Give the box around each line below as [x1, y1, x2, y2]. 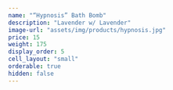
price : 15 [8, 33, 41, 41]
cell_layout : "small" [8, 56, 79, 63]
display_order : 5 [8, 48, 65, 56]
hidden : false [8, 70, 55, 77]
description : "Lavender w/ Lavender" [8, 19, 132, 27]
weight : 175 [8, 41, 47, 49]
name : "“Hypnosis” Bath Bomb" [8, 11, 107, 20]
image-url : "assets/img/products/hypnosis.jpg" [8, 26, 167, 34]
